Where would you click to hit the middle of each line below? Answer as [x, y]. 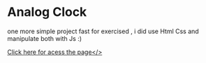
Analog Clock [47, 12]
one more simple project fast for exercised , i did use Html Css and [103, 31]
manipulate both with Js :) [45, 38]
